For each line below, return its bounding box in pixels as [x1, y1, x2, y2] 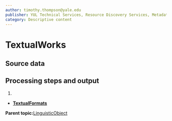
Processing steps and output [5, 77, 99, 85]
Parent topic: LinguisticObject [5, 110, 68, 116]
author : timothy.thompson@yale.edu [5, 7, 81, 13]
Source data [5, 59, 45, 68]
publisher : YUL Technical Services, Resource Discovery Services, [5, 12, 150, 17]
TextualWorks [5, 39, 67, 51]
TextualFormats [12, 100, 48, 106]
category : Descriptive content [5, 17, 72, 22]
